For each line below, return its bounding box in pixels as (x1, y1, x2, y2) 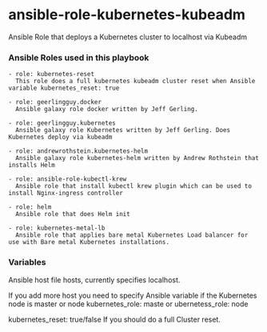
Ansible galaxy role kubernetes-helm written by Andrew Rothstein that (15, 154, 260, 162)
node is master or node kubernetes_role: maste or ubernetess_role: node (8, 298, 249, 309)
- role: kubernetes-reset (8, 70, 94, 78)
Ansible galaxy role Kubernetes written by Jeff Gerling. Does (15, 126, 230, 134)
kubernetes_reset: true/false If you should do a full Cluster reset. (8, 314, 221, 324)
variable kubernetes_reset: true (8, 84, 120, 93)
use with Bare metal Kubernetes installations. (8, 238, 170, 246)
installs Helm (8, 162, 56, 170)
